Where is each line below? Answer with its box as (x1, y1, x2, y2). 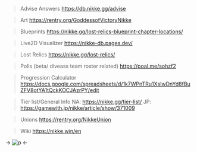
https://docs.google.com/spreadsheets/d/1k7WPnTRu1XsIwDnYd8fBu (20, 80, 191, 87)
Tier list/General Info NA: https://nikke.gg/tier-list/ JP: (20, 98, 151, 105)
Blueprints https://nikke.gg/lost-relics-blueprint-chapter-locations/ (20, 28, 183, 35)
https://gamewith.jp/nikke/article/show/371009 (20, 104, 135, 112)
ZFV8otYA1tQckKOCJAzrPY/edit (20, 87, 99, 94)
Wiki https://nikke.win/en (20, 128, 82, 134)
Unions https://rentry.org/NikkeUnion (20, 116, 111, 123)
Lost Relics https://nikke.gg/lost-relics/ (20, 51, 115, 58)
